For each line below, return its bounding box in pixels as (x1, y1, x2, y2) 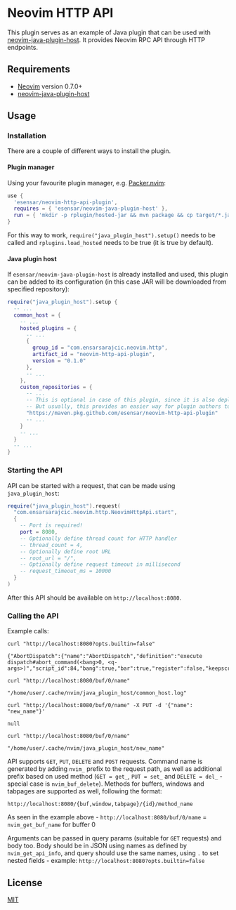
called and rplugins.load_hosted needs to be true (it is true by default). (7, 239, 214, 247)
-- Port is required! (20, 522, 83, 529)
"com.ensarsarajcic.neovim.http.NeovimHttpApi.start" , (13, 509, 178, 516)
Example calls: (7, 627, 49, 635)
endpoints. (7, 43, 39, 51)
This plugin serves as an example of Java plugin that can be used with (7, 28, 211, 37)
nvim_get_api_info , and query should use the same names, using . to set (7, 849, 219, 857)
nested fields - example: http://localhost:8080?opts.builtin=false (7, 857, 205, 865)
